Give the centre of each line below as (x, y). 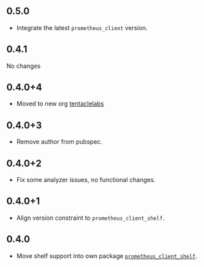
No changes (24, 66)
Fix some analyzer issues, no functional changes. (86, 180)
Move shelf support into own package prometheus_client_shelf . (107, 255)
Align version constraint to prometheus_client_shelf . (90, 218)
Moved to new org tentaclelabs (60, 104)
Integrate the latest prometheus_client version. (82, 27)
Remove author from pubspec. (59, 142)
